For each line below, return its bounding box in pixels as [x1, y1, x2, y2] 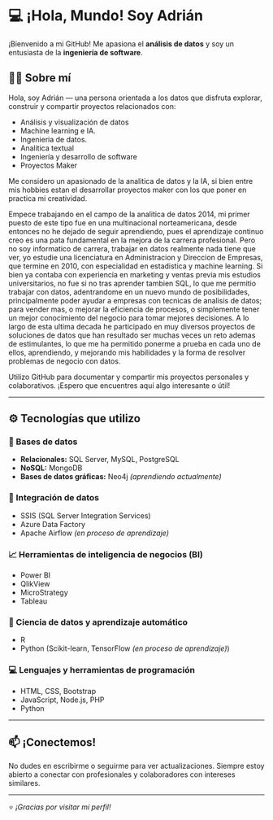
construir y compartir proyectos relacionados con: [8, 101, 176, 111]
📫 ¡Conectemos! [8, 735, 96, 749]
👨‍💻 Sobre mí [8, 71, 71, 85]
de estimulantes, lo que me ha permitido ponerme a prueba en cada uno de [8, 338, 262, 348]
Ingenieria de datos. [19, 134, 88, 144]
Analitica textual [19, 143, 75, 153]
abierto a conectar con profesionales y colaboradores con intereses [8, 770, 236, 779]
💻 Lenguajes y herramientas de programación [8, 665, 195, 676]
